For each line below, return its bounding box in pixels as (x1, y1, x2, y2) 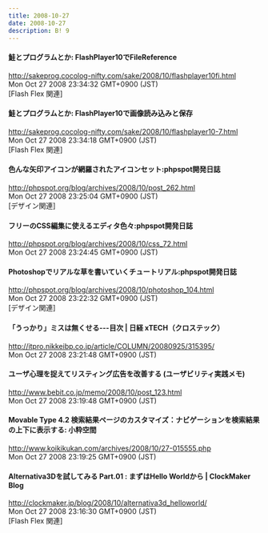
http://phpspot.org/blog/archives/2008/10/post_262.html (8, 182, 196, 192)
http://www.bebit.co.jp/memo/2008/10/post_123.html (8, 387, 182, 397)
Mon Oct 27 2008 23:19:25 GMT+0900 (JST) (8, 452, 157, 461)
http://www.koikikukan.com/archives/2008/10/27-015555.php (8, 443, 212, 453)
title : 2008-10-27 (8, 11, 70, 20)
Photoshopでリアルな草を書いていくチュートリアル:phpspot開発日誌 (8, 266, 238, 276)
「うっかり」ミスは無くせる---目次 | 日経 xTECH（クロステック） (8, 323, 225, 332)
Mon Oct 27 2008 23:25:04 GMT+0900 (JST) (8, 191, 158, 201)
